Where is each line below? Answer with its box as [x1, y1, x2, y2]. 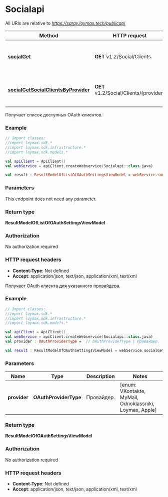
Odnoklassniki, [119, 400, 154, 407]
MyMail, [119, 394, 139, 401]
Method [39, 32, 58, 39]
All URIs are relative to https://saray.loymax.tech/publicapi [5, 20, 125, 26]
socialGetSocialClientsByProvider [7, 86, 90, 93]
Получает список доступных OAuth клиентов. [5, 111, 103, 117]
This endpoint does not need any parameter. [5, 196, 96, 202]
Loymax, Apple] [119, 407, 157, 414]
